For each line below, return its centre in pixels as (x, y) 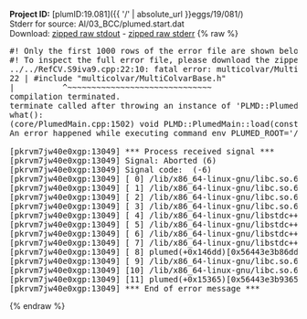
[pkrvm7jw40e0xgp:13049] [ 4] (77, 215)
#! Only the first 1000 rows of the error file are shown (142, 51)
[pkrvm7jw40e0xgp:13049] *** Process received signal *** (142, 151)
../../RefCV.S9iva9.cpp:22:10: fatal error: (111, 69)
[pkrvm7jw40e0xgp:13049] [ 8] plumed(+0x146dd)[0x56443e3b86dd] (157, 252)
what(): (26, 115)
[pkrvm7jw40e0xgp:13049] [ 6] (77, 234)
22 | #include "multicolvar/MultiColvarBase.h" (118, 78)
